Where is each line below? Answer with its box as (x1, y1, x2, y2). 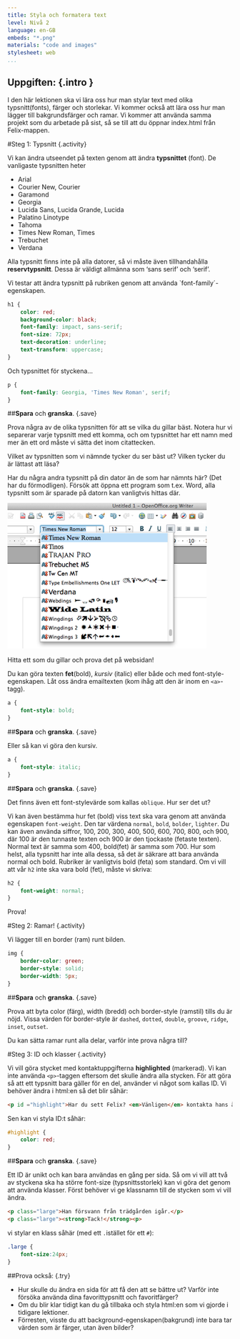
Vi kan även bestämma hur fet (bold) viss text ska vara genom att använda (7, 812, 226, 820)
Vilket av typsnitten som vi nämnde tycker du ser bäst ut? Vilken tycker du (7, 452, 226, 461)
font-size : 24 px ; (20, 1250, 69, 1258)
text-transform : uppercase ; (20, 347, 104, 354)
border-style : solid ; (20, 965, 84, 972)
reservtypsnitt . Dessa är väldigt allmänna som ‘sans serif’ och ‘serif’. (7, 264, 211, 273)
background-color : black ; (20, 316, 98, 323)
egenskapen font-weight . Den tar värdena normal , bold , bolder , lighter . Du (7, 819, 230, 828)
